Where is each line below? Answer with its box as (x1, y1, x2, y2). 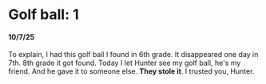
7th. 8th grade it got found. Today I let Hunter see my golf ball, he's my (8, 58, 241, 68)
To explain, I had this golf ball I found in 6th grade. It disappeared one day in (8, 50, 259, 59)
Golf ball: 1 (8, 6, 79, 24)
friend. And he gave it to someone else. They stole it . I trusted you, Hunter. (8, 67, 255, 76)
